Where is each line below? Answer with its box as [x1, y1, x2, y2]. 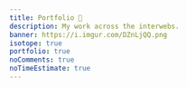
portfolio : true [9, 47, 70, 56]
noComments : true [9, 55, 75, 64]
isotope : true [9, 38, 63, 48]
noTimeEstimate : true [9, 64, 91, 73]
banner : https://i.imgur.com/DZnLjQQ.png [9, 30, 168, 39]
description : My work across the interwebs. [9, 22, 180, 31]
